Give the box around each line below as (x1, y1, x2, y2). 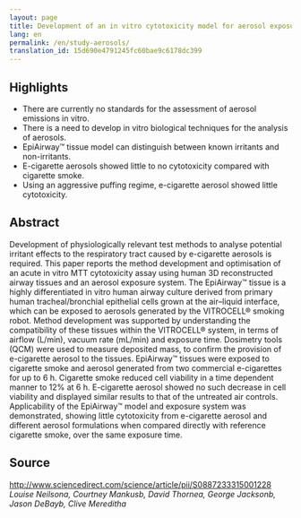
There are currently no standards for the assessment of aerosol (21, 103, 257, 114)
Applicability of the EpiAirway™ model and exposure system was (9, 401, 246, 411)
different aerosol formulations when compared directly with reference (9, 419, 266, 430)
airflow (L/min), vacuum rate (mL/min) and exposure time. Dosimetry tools (9, 333, 283, 345)
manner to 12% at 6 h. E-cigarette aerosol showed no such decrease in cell (9, 382, 287, 393)
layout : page (9, 13, 58, 22)
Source (9, 455, 51, 471)
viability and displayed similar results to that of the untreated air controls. (9, 391, 279, 401)
